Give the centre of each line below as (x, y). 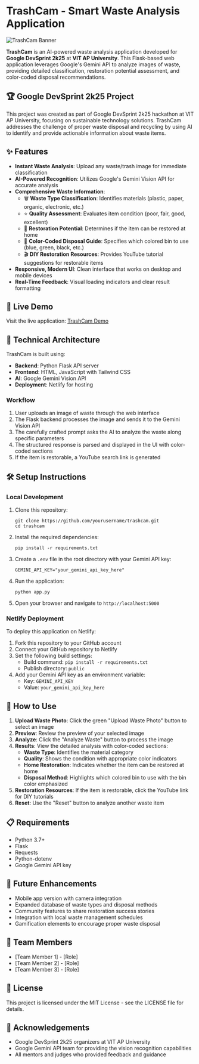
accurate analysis (36, 185)
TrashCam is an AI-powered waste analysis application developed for (92, 51)
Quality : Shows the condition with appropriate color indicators (100, 759)
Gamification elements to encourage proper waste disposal (87, 923)
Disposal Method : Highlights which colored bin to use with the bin (105, 778)
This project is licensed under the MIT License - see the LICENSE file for (95, 1003)
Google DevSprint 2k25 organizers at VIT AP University (83, 1042)
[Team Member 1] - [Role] (46, 957)
